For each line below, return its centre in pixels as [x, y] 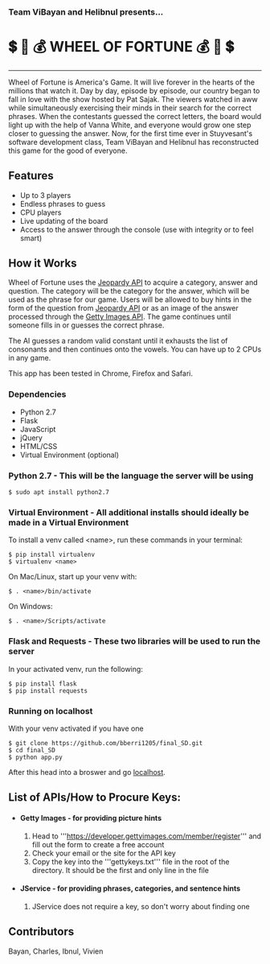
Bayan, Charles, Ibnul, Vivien [56, 951]
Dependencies [37, 394]
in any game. [30, 358]
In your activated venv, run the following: [76, 669]
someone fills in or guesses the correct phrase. [86, 325]
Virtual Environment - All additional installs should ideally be [129, 512]
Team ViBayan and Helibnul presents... [86, 12]
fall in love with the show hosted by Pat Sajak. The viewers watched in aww [133, 99]
